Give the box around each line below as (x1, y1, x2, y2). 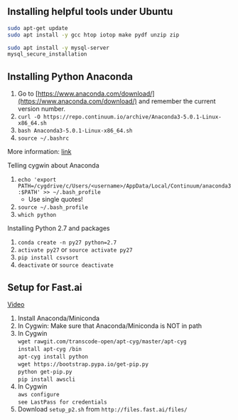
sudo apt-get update (7, 24, 69, 31)
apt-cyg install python (17, 353, 89, 360)
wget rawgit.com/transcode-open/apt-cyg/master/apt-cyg (17, 338, 187, 345)
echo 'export (17, 176, 57, 184)
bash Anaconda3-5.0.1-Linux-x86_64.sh (17, 128, 133, 135)
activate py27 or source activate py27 (17, 245, 133, 254)
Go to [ (17, 89, 38, 98)
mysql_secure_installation (7, 51, 87, 58)
